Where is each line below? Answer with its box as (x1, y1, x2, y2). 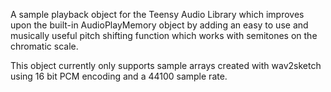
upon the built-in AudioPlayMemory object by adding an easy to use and (10, 19, 309, 31)
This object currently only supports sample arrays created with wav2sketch (10, 60, 322, 71)
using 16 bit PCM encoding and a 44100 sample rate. (10, 70, 228, 82)
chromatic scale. (10, 40, 79, 52)
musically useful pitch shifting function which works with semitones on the (10, 30, 318, 41)
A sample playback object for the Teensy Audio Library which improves (10, 9, 305, 20)
